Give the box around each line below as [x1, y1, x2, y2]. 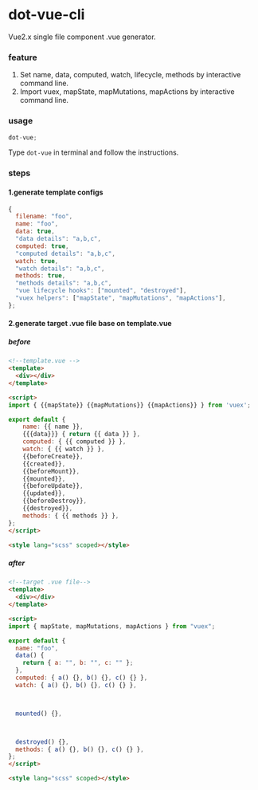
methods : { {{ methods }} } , [22, 512, 119, 520]
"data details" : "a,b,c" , [15, 235, 102, 243]
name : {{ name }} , [22, 423, 84, 431]
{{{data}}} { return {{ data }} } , [22, 430, 141, 438]
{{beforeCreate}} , [22, 452, 84, 460]
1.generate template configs [8, 187, 104, 197]
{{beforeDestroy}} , [22, 497, 88, 505]
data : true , [15, 227, 56, 236]
